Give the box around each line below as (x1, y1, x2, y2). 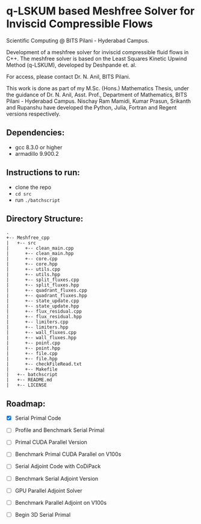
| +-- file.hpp (6, 356, 58, 362)
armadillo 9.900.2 (14, 150, 59, 157)
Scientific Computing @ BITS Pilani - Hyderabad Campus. (6, 37, 149, 44)
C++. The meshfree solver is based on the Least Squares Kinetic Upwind (6, 55, 187, 62)
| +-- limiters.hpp (6, 324, 69, 330)
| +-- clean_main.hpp (6, 251, 74, 257)
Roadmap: (6, 398, 46, 408)
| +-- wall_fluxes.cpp (6, 330, 77, 336)
